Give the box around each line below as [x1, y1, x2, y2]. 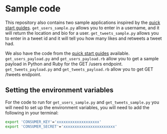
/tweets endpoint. [5, 71, 41, 77]
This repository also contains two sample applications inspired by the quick [5, 19, 160, 25]
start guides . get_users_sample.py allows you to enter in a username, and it [5, 24, 159, 30]
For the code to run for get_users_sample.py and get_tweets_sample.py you [5, 99, 159, 105]
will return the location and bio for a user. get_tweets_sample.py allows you [5, 30, 159, 36]
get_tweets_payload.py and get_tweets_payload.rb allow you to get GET [5, 66, 153, 72]
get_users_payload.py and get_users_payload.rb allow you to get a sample [5, 55, 159, 61]
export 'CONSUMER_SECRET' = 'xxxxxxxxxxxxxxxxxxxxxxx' [5, 124, 117, 129]
